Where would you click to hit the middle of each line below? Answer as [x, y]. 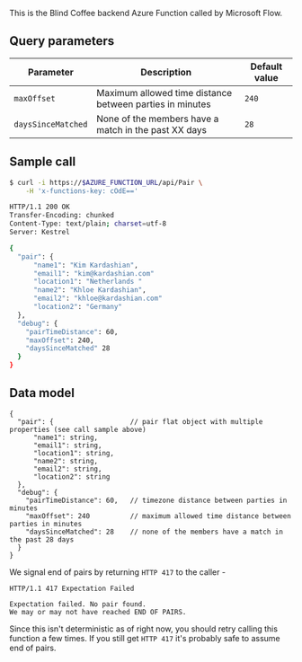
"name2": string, [66, 461]
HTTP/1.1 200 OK [40, 207]
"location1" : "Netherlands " [88, 282]
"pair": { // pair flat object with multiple [140, 421]
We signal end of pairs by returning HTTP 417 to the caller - [118, 572]
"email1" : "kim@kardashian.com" [93, 273]
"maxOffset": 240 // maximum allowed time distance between [159, 516]
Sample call [43, 162]
